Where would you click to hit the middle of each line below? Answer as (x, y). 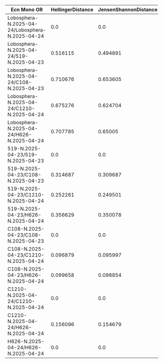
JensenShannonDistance (128, 9)
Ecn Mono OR (26, 9)
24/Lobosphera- (27, 30)
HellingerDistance (72, 9)
